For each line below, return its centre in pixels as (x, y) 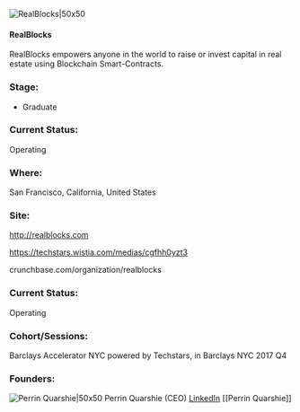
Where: (26, 172)
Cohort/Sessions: (49, 336)
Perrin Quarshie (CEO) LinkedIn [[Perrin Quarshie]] (198, 399)
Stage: (24, 87)
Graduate (40, 107)
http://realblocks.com (49, 235)
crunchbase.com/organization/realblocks (85, 270)
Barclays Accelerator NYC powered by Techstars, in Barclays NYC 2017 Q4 (148, 355)
